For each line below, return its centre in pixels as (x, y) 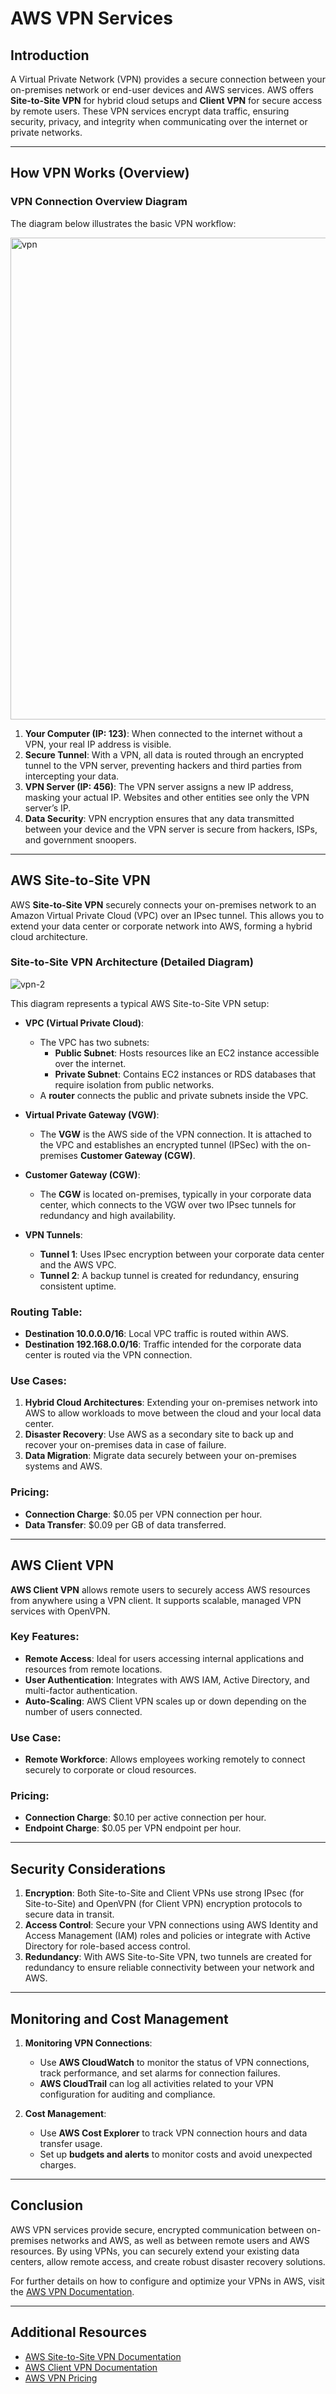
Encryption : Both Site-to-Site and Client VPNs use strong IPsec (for (164, 1893)
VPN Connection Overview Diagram (99, 202)
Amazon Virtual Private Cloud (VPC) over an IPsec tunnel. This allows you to (167, 915)
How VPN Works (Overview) (100, 173)
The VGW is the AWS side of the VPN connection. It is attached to (175, 1134)
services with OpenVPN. (60, 1611)
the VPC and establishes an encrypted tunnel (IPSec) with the (167, 1144)
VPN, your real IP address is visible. (98, 744)
